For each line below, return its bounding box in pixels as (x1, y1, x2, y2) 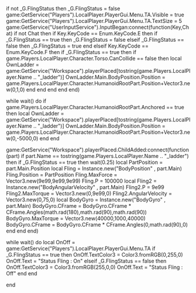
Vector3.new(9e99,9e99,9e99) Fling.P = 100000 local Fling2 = (6, 177, 157, 184)
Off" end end (6, 270, 37, 277)
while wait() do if (6, 97, 47, 105)
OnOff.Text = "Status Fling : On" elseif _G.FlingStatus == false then (6, 258, 167, 264)
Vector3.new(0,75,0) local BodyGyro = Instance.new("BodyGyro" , (6, 196, 166, 203)
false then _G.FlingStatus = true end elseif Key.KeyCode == (6, 42, 149, 49)
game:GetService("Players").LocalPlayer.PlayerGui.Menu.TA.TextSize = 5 (6, 18, 183, 24)
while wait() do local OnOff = (6, 239, 75, 245)
